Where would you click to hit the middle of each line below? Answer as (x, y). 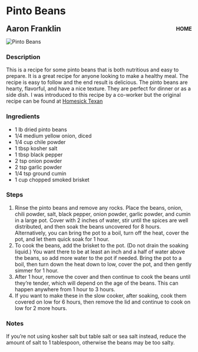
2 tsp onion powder (38, 161)
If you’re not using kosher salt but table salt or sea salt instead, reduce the (96, 336)
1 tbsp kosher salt (36, 148)
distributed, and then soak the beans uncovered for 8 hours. (88, 226)
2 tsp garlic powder (38, 167)
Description (23, 57)
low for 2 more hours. (41, 308)
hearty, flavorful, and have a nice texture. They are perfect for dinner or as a (99, 89)
